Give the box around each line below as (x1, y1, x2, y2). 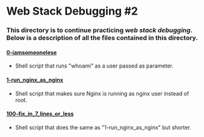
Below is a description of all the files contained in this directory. (6, 33, 199, 42)
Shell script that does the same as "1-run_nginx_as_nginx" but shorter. (15, 124, 192, 131)
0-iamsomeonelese (6, 49, 57, 56)
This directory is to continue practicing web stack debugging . (6, 26, 193, 35)
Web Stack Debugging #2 (6, 4, 138, 18)
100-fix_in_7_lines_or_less (6, 110, 74, 118)
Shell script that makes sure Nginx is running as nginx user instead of (15, 90, 189, 97)
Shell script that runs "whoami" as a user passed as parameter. (15, 62, 174, 69)
